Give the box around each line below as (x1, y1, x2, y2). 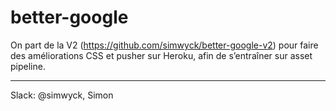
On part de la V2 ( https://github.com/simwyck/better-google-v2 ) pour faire (10, 39, 319, 51)
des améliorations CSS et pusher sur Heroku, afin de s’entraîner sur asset (10, 49, 313, 61)
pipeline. (10, 60, 46, 72)
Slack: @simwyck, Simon (10, 89, 114, 101)
